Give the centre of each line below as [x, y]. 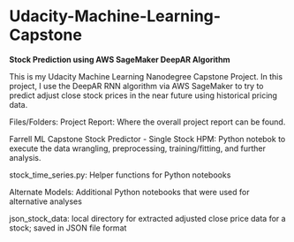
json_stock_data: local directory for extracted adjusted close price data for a [147, 218]
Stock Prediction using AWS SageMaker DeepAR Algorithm [120, 59]
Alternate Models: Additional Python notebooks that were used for [129, 192]
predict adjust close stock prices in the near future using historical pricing [143, 95]
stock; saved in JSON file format [68, 228]
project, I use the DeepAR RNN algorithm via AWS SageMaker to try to [136, 86]
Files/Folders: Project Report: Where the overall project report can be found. [147, 122]
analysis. [25, 157]
